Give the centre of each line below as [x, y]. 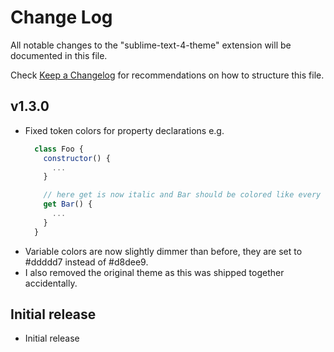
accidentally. [51, 283]
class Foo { [59, 149]
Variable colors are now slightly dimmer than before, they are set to [163, 251]
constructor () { [77, 158]
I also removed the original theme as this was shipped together [154, 272]
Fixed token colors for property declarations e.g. [124, 130]
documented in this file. [59, 55]
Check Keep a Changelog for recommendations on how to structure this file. [167, 75]
